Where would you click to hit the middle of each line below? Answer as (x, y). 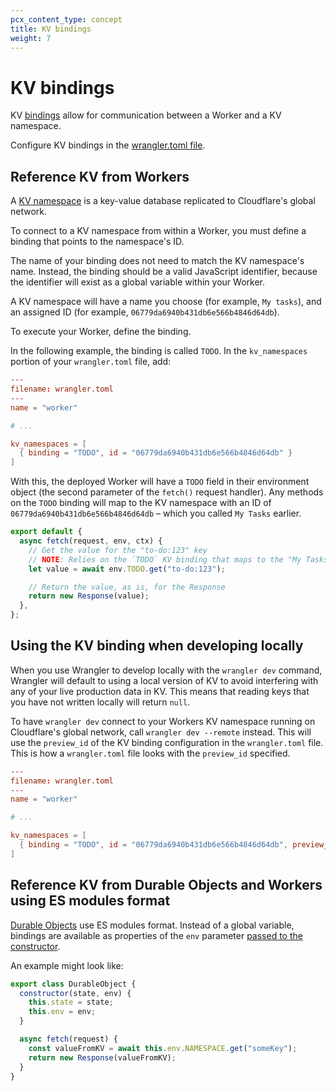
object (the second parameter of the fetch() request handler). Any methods (167, 492)
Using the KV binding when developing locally (157, 646)
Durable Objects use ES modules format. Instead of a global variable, (152, 925)
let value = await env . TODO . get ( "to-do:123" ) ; (127, 569)
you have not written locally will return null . (100, 702)
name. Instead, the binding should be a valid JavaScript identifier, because (164, 272)
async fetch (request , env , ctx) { (91, 541)
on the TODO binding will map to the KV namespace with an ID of (141, 503)
